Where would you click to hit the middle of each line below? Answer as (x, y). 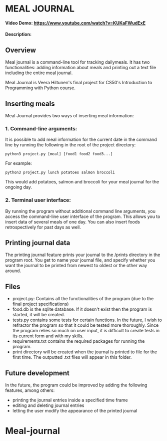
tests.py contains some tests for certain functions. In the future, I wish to (87, 320)
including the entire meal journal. (39, 73)
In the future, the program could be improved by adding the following (76, 385)
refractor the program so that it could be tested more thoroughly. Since (85, 325)
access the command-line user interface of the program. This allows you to (83, 216)
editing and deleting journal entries (48, 405)
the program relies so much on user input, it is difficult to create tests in (86, 331)
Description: (18, 34)
